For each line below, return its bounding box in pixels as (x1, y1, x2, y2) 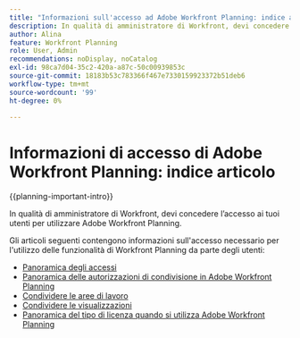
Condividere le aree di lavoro (21, 291, 129, 301)
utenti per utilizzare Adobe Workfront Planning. (9, 218, 182, 229)
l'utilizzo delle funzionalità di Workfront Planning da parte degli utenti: (9, 245, 265, 256)
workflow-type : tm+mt (9, 80, 90, 89)
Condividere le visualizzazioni (21, 300, 132, 311)
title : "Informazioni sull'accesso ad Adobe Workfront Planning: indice (9, 13, 286, 22)
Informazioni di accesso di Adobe (9, 142, 263, 163)
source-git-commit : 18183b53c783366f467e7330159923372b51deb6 (9, 72, 246, 80)
